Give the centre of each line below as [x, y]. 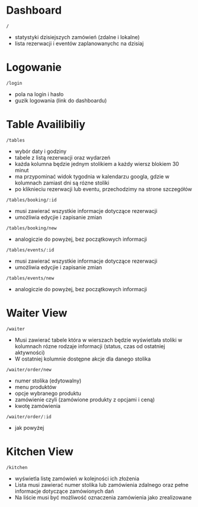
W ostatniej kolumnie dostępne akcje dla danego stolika [83, 359]
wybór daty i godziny [41, 151]
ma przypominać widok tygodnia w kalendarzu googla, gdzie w [92, 176]
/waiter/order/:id [29, 417]
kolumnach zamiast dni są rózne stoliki [62, 183]
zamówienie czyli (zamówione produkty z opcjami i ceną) [85, 399]
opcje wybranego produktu [48, 393]
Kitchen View [40, 452]
